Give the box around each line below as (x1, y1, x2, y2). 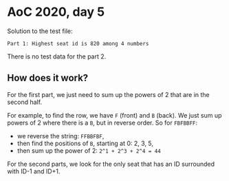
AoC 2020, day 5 (7, 4, 105, 20)
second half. (7, 98, 43, 106)
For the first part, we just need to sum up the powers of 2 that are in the (7, 90, 210, 98)
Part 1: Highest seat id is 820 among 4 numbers (7, 40, 149, 47)
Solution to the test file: (7, 27, 74, 35)
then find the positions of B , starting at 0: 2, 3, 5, (17, 139, 153, 147)
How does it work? (7, 72, 89, 84)
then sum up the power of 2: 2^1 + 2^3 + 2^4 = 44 (17, 146, 162, 155)
